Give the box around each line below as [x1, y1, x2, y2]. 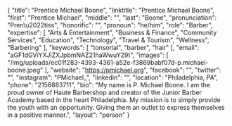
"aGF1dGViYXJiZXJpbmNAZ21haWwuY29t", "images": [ [7, 51, 169, 59]
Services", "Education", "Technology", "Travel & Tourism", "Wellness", [7, 36, 210, 44]
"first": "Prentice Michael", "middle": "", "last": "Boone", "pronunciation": [7, 13, 217, 22]
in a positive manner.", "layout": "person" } [7, 111, 130, 119]
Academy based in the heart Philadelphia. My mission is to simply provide [7, 96, 221, 104]
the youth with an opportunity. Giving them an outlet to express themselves [7, 103, 225, 111]
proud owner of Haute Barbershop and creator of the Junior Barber [7, 88, 202, 96]
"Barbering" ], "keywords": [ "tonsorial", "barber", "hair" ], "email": [7, 44, 200, 51]
